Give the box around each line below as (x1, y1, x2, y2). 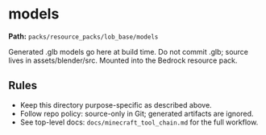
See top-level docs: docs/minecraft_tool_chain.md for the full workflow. (19, 117, 259, 127)
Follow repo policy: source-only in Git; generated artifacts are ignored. (19, 108, 254, 118)
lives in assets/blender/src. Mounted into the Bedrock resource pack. (8, 55, 238, 65)
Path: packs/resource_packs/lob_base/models (8, 31, 159, 41)
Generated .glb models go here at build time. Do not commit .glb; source (8, 47, 248, 56)
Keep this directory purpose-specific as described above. (19, 100, 212, 109)
